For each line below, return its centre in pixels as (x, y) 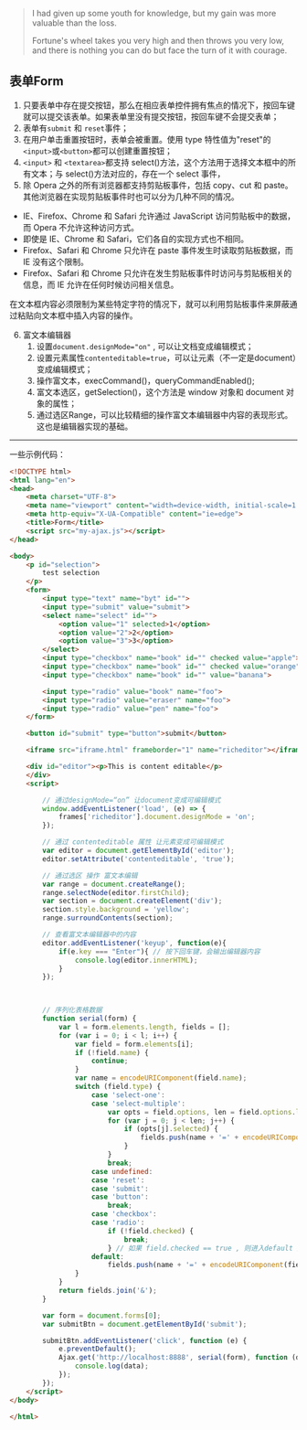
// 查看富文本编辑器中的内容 (90, 935)
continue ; (110, 1061)
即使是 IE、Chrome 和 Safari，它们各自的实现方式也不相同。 (136, 239)
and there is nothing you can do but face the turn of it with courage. (159, 50)
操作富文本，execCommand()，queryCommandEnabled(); (145, 380)
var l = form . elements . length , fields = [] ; (144, 1027)
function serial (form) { (90, 1019)
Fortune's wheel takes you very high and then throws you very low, (158, 41)
